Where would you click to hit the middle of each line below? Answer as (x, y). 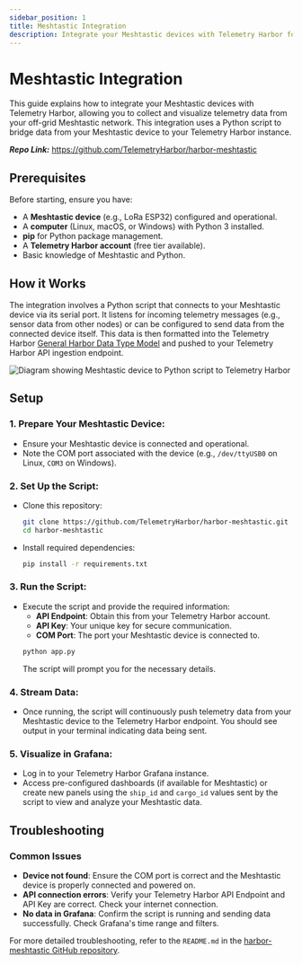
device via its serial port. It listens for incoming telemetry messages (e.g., (145, 314)
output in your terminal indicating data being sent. (115, 731)
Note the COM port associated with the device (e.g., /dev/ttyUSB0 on (150, 453)
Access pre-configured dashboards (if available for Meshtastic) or (145, 783)
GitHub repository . (86, 950)
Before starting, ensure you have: (71, 199)
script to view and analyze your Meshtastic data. (112, 802)
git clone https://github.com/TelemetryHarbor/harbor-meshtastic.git (155, 522)
